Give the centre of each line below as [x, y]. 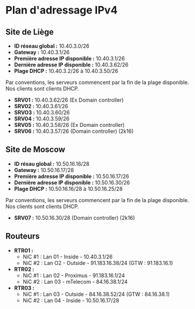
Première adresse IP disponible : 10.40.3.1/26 [69, 58]
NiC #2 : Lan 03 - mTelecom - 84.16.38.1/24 [75, 281]
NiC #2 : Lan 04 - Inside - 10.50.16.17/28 [71, 300]
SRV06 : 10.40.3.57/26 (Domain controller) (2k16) [74, 131]
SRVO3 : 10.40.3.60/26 [42, 112]
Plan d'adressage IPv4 [62, 10]
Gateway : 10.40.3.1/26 [42, 52]
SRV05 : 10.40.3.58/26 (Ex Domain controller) [69, 125]
